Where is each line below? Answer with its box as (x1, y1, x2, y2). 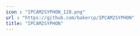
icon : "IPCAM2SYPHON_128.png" (6, 9, 86, 15)
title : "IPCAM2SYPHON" (6, 20, 64, 26)
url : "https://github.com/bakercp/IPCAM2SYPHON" (6, 15, 135, 21)
